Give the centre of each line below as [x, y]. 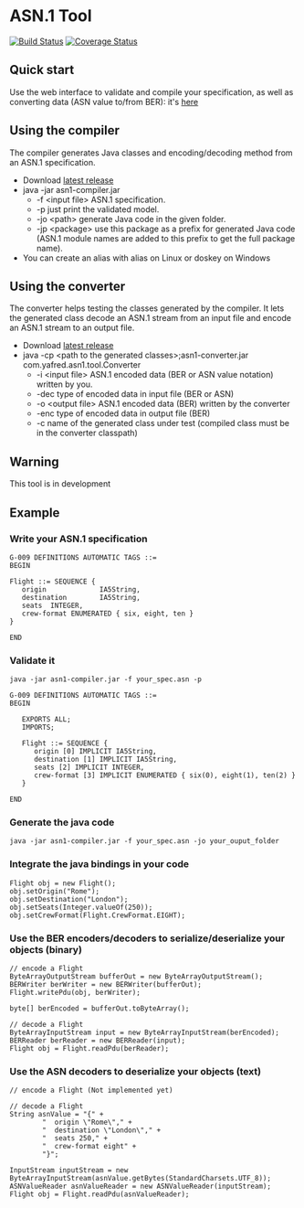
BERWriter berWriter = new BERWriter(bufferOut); [106, 985]
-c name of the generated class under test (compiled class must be [163, 423]
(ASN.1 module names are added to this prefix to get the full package [166, 238]
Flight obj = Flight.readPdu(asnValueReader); [100, 1194]
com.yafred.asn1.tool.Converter [82, 365]
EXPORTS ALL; [46, 720]
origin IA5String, [81, 589]
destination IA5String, [81, 597]
